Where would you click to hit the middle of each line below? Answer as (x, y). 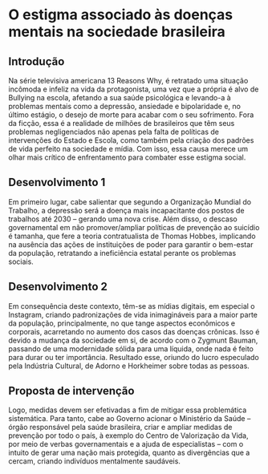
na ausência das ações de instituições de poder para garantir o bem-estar (131, 244)
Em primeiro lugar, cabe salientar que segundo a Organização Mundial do (130, 201)
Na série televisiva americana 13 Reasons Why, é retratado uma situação (128, 81)
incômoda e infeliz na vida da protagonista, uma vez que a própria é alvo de (134, 89)
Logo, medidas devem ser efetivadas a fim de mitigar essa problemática (128, 410)
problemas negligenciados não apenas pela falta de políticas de (114, 132)
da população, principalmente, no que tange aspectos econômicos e (122, 323)
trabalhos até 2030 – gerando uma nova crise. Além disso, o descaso (123, 219)
